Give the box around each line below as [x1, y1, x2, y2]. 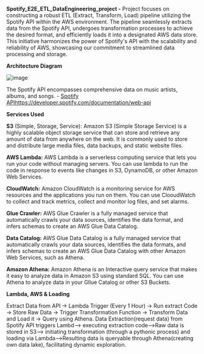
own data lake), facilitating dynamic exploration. [6, 341, 127, 348]
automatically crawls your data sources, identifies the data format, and [6, 216, 184, 223]
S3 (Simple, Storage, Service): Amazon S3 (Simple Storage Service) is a [6, 122, 187, 130]
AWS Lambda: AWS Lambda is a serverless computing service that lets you [6, 154, 197, 161]
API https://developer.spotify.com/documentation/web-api [6, 99, 151, 106]
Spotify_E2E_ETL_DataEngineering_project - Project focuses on [6, 5, 169, 12]
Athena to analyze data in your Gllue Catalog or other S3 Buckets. [6, 278, 171, 286]
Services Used [6, 111, 44, 118]
